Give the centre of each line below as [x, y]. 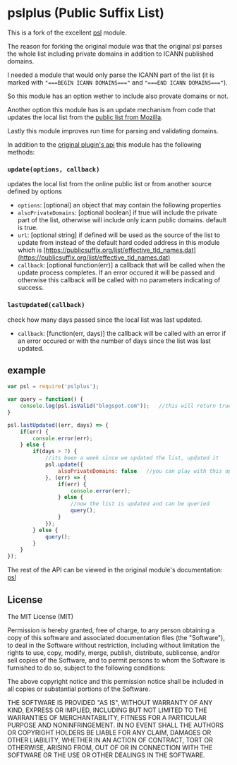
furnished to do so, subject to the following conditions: [86, 668]
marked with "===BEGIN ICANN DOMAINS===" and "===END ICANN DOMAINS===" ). [117, 82]
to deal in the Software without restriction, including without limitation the [114, 645]
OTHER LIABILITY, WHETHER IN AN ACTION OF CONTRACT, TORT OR [110, 740]
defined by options [35, 191]
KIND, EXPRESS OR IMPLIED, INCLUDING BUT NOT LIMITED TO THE [107, 710]
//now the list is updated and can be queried [140, 504]
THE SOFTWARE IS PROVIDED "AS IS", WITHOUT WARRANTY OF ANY [110, 703]
